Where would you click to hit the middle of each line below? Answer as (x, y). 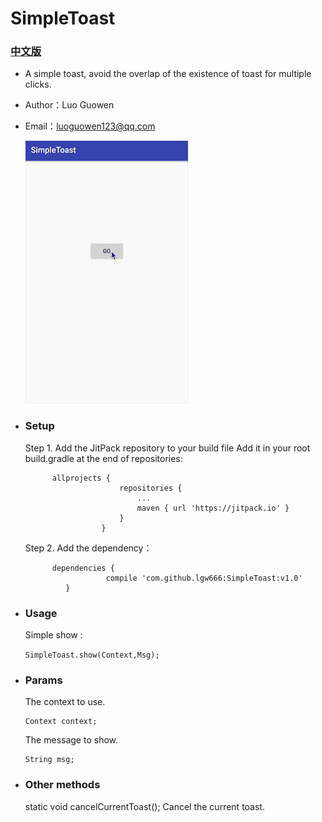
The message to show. (71, 740)
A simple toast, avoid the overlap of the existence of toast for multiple (168, 74)
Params (43, 680)
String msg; (49, 760)
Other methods (62, 785)
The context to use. (65, 702)
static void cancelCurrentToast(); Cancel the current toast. (144, 806)
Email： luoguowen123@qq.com (90, 126)
